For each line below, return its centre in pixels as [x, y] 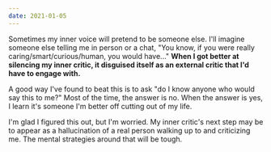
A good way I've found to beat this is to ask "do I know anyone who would [131, 89]
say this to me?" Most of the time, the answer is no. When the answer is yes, [135, 97]
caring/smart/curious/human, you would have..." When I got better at [124, 56]
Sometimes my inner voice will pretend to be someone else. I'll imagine [127, 39]
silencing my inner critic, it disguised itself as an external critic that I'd [129, 65]
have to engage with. [44, 73]
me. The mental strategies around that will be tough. [95, 139]
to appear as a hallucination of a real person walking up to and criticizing [129, 130]
